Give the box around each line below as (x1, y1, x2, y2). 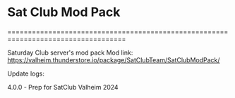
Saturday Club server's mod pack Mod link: (7, 48, 133, 57)
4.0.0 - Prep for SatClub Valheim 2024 (7, 83, 119, 91)
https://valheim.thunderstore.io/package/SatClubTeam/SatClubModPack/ (7, 55, 220, 64)
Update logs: (7, 69, 44, 78)
